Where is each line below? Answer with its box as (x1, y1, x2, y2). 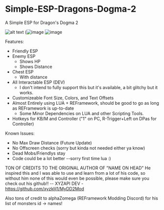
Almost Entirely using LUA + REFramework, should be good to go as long (12, 100, 159, 106)
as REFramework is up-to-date (12, 105, 74, 111)
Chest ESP (12, 69, 34, 74)
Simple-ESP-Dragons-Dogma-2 (5, 3, 137, 15)
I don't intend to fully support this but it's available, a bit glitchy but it (19, 84, 158, 90)
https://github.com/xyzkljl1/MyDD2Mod (5, 186, 84, 191)
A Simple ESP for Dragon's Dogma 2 (5, 20, 78, 25)
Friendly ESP (12, 48, 38, 54)
